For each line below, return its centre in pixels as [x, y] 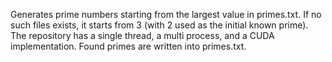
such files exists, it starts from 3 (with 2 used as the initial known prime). [159, 25]
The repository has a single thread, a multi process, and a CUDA [142, 35]
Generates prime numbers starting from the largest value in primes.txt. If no [166, 14]
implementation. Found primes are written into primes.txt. [128, 46]
